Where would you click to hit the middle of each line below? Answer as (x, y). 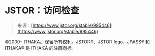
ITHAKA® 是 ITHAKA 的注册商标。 (40, 48)
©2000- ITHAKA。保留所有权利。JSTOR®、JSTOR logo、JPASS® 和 (77, 42)
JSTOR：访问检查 (42, 10)
